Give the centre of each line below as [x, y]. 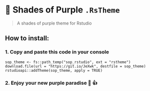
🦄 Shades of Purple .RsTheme [62, 10]
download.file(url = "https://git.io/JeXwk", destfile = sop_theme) [75, 66]
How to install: [27, 38]
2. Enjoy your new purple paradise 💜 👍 [51, 83]
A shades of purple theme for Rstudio [54, 23]
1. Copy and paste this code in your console [57, 52]
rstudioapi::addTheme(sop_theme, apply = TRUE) [54, 70]
